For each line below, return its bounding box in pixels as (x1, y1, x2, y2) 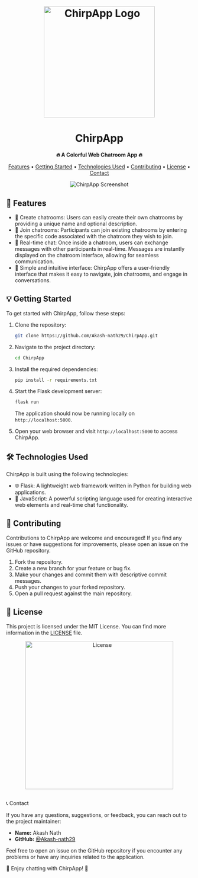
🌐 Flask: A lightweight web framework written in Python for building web (14, 482, 192, 489)
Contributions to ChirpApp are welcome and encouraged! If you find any (6, 534, 182, 541)
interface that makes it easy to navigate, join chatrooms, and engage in (14, 270, 188, 277)
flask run (14, 399, 40, 406)
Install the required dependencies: (14, 365, 99, 373)
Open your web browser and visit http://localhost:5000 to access (14, 427, 178, 435)
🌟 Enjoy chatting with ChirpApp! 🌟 (6, 865, 89, 872)
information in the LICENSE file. (6, 629, 83, 636)
